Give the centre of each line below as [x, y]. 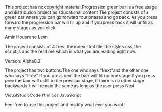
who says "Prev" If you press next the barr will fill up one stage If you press [80, 75]
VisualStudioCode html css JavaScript [43, 95]
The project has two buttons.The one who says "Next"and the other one [77, 70]
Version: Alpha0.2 [23, 61]
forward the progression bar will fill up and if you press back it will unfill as [79, 22]
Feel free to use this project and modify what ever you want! [65, 104]
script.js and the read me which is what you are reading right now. [71, 51]
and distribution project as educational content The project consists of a [77, 12]
